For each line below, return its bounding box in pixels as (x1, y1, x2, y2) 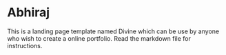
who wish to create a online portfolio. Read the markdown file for (7, 34, 191, 42)
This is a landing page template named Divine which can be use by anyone (7, 27, 219, 35)
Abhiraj (7, 5, 50, 20)
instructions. (7, 41, 43, 50)
